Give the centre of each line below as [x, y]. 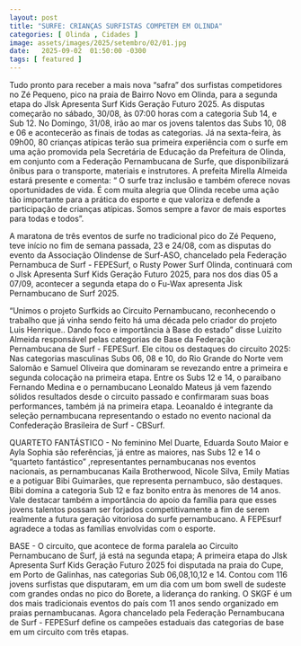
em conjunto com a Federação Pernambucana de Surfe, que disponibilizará [149, 161]
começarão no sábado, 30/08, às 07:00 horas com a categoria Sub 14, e [143, 114]
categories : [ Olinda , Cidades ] [74, 34]
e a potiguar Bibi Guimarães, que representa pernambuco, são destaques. [146, 481]
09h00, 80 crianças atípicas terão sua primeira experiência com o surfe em [149, 142]
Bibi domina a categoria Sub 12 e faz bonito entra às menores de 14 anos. [145, 490]
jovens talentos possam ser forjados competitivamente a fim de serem [139, 509]
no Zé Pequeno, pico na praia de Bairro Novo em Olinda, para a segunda [144, 94]
